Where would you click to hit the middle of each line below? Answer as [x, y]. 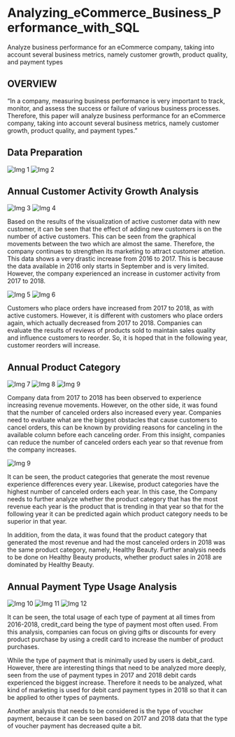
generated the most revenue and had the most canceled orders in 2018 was [116, 543]
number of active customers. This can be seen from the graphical [102, 236]
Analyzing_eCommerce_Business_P [114, 13]
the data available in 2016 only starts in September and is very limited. [108, 266]
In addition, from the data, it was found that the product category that [107, 535]
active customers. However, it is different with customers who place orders [115, 315]
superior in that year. [37, 522]
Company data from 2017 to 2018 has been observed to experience [104, 398]
